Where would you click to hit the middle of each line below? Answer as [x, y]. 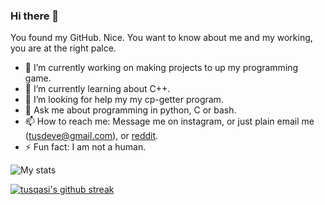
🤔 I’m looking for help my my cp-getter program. [124, 100]
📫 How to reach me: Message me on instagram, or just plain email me [169, 121]
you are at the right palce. [63, 48]
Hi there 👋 [35, 16]
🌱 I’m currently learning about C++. [97, 89]
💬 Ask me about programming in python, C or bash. [130, 110]
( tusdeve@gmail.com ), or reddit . [91, 136]
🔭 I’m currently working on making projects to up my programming [161, 68]
